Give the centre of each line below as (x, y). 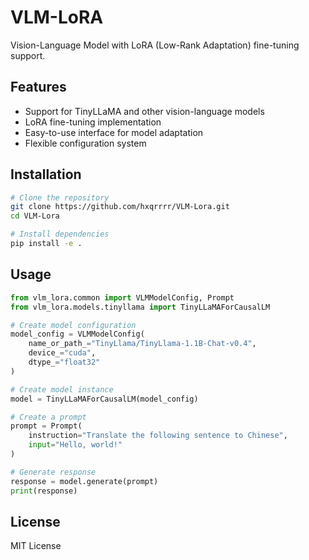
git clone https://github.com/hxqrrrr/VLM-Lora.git (120, 207)
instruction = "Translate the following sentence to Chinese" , (158, 436)
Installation (46, 174)
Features (38, 87)
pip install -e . (46, 244)
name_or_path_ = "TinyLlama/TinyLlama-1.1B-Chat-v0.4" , (142, 344)
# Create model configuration (73, 325)
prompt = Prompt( (46, 426)
